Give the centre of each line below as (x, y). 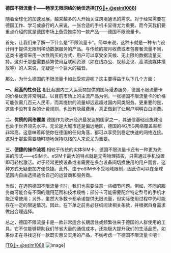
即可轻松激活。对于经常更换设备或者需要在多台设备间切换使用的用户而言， (83, 162)
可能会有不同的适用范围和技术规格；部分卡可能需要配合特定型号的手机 (88, 192)
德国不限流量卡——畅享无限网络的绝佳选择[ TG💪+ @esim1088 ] (71, 8)
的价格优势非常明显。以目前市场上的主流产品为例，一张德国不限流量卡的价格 (85, 96)
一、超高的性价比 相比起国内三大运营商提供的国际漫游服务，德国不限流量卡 (84, 90)
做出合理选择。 (21, 211)
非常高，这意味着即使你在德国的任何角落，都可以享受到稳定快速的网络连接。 (85, 132)
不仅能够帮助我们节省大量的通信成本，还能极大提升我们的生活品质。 (90, 229)
